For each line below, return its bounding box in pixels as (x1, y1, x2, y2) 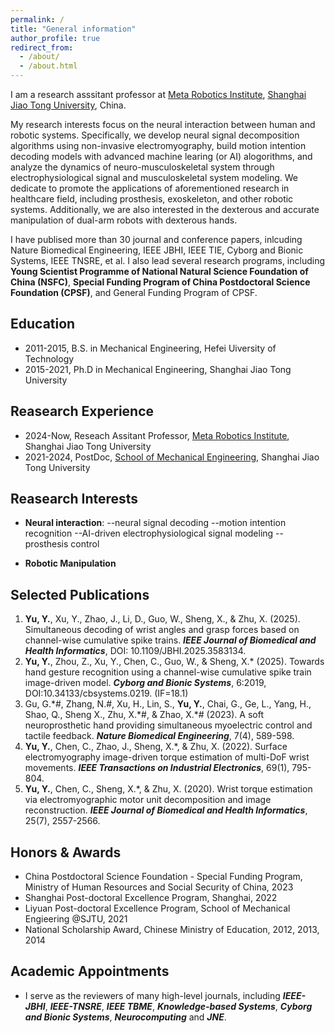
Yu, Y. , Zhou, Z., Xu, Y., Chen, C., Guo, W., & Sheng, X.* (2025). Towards (24, 656, 325, 668)
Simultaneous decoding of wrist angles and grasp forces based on (24, 624, 300, 636)
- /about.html (19, 61, 78, 71)
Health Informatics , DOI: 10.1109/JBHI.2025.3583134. (24, 645, 247, 657)
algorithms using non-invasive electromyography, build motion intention (10, 140, 307, 151)
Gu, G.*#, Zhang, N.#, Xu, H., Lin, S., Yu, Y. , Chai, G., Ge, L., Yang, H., (24, 698, 312, 710)
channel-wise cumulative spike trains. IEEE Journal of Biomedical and (24, 634, 317, 646)
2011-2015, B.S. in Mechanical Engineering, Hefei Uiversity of (24, 342, 277, 354)
